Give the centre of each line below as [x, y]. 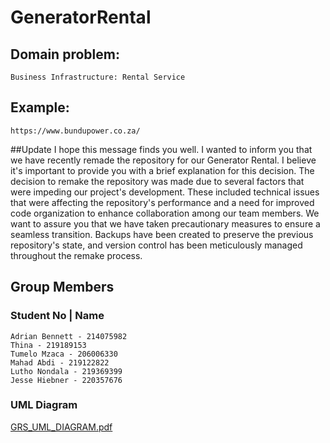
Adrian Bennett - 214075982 [69, 336]
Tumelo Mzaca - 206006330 [64, 354]
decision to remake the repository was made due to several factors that [157, 181]
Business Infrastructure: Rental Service [98, 77]
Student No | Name [57, 316]
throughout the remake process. [76, 255]
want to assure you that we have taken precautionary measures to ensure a [165, 223]
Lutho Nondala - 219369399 [66, 371]
